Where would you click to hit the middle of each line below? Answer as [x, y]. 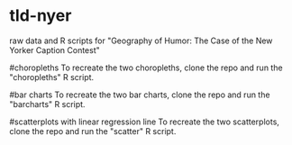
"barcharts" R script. [47, 104]
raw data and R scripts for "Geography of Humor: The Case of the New [141, 41]
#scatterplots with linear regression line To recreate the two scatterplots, [144, 122]
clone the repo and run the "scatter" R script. [93, 131]
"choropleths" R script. [52, 77]
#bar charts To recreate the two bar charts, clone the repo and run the [140, 95]
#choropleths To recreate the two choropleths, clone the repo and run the [146, 68]
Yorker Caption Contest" [55, 50]
